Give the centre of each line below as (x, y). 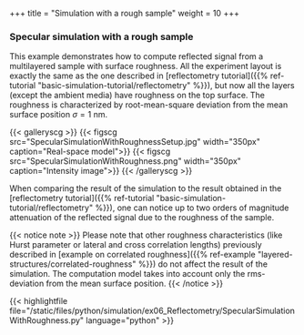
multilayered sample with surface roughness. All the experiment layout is (146, 66)
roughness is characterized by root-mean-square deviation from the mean (149, 105)
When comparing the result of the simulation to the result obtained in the (146, 188)
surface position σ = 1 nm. (58, 115)
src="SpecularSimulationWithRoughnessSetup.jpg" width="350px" (135, 142)
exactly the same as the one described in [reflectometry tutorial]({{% (139, 76)
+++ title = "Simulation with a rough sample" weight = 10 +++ (124, 13)
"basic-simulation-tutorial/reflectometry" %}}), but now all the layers (166, 86)
